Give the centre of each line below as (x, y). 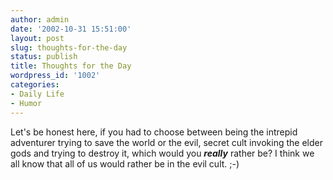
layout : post (37, 38)
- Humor (26, 103)
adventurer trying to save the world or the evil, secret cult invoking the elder (166, 142)
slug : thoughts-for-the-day (69, 47)
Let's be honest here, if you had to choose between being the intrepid (154, 132)
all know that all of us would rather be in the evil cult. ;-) (125, 163)
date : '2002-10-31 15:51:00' (71, 29)
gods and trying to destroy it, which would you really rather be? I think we (162, 153)
